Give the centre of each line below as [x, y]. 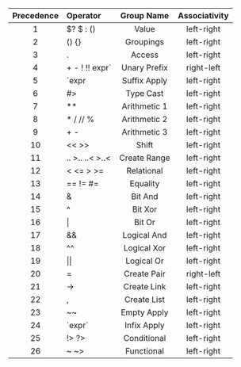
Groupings [145, 42]
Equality [145, 183]
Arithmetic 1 [145, 106]
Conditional [145, 338]
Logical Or [145, 261]
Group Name [145, 15]
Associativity [203, 15]
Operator [84, 15]
